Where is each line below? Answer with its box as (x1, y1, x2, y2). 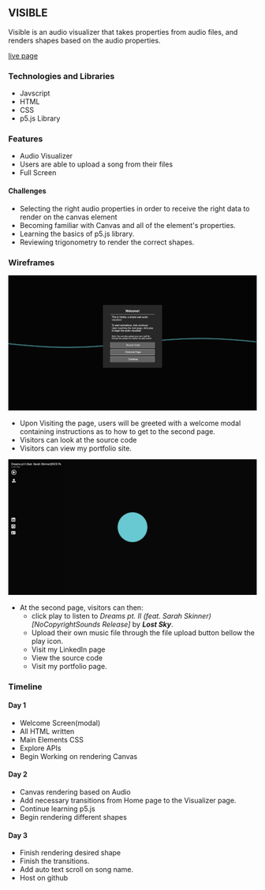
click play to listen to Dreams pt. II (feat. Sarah (31, 611, 183, 620)
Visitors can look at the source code (19, 436, 137, 445)
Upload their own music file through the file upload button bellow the (31, 627, 255, 638)
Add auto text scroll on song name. (19, 865, 134, 874)
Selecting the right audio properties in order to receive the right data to (19, 204, 250, 213)
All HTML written (19, 726, 75, 736)
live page (8, 50, 38, 60)
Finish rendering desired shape (19, 848, 121, 858)
